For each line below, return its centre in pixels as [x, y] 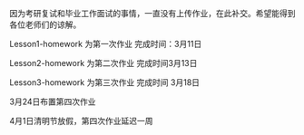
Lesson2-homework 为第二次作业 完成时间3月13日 [103, 63]
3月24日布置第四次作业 [53, 101]
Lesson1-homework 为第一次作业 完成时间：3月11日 [106, 44]
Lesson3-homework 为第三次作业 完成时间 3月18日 [105, 82]
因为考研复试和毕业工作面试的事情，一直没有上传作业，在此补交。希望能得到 [152, 13]
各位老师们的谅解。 [45, 24]
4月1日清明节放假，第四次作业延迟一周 [81, 121]
